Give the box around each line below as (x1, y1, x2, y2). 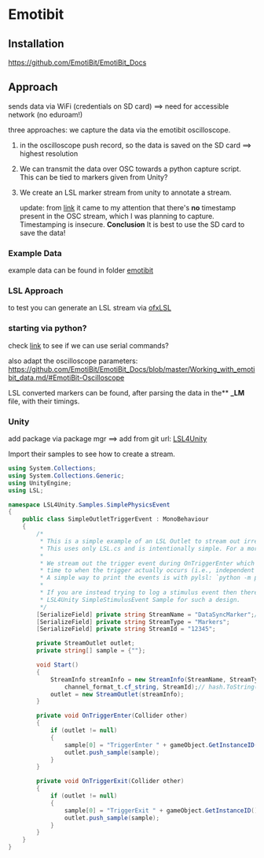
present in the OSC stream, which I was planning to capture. (19, 211, 214, 221)
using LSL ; (8, 486, 44, 494)
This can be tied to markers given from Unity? (19, 172, 168, 182)
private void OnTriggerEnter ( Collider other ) (36, 711, 189, 720)
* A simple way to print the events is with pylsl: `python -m (39, 574, 251, 582)
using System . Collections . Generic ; (8, 471, 125, 480)
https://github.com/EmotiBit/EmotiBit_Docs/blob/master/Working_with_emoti (8, 364, 255, 373)
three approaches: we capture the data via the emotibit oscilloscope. (8, 124, 231, 135)
